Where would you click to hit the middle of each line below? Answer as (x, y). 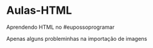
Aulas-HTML (39, 10)
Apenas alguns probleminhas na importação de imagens (77, 38)
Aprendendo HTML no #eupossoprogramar (60, 27)
